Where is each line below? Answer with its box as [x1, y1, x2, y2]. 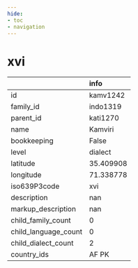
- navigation [7, 23, 45, 30]
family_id [10, 102, 40, 112]
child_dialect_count [10, 239, 74, 248]
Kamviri [89, 125, 114, 134]
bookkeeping [10, 136, 54, 146]
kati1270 [89, 113, 120, 123]
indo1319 [89, 102, 122, 112]
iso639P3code [10, 181, 60, 191]
